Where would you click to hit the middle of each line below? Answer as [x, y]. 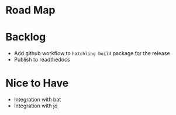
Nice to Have [37, 83]
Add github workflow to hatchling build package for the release [92, 53]
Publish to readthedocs [42, 60]
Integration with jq [36, 106]
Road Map [31, 10]
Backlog [26, 37]
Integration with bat [37, 100]
